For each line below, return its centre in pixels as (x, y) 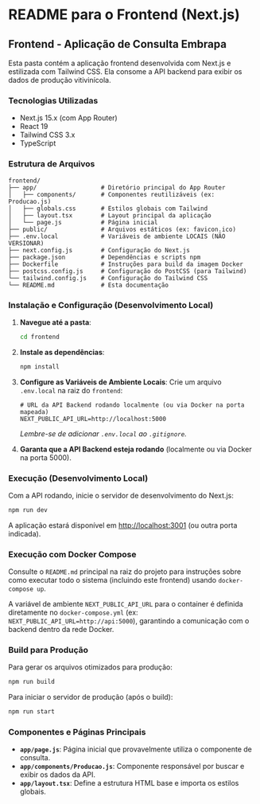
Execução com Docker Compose (72, 554)
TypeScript (38, 143)
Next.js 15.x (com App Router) (68, 118)
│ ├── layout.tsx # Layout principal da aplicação (110, 215)
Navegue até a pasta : (55, 322)
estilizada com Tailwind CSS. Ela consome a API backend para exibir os (125, 72)
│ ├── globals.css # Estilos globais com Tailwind (108, 209)
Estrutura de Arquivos (52, 164)
